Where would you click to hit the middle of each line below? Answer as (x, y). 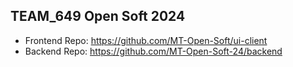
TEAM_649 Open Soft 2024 (98, 16)
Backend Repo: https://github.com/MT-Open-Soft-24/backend (153, 51)
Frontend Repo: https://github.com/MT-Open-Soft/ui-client (146, 40)
